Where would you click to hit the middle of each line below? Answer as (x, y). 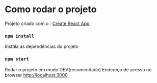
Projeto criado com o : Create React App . (48, 23)
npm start (17, 59)
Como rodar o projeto (51, 9)
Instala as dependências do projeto (42, 46)
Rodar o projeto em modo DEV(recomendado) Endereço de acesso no (78, 69)
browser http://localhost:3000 (36, 75)
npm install (20, 36)
